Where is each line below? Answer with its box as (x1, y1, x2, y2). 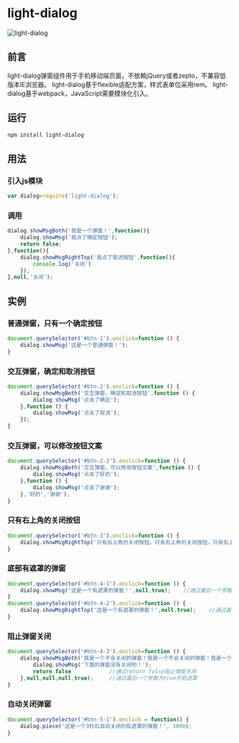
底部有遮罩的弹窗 (7, 563, 66, 573)
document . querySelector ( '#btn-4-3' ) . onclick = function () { (7, 648, 186, 655)
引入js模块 (7, 176, 43, 186)
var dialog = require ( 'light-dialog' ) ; (7, 192, 119, 200)
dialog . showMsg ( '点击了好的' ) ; (33, 471, 120, 478)
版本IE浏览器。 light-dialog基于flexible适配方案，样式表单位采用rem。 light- (7, 80, 229, 88)
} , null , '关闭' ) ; (7, 274, 53, 281)
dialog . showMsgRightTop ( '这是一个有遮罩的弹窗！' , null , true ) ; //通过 (20, 607, 226, 614)
